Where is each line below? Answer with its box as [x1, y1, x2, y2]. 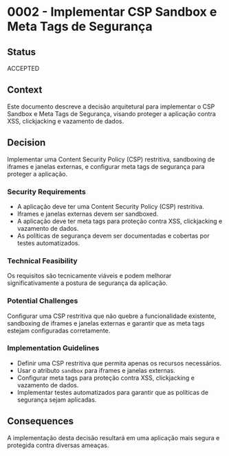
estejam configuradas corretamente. [7, 326, 111, 334]
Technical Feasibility [7, 255, 78, 265]
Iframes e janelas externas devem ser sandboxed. [17, 209, 159, 218]
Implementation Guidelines [7, 343, 100, 353]
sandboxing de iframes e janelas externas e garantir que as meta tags [7, 319, 205, 327]
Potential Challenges [7, 296, 78, 306]
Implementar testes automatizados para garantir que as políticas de [17, 388, 208, 396]
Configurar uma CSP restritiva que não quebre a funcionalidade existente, [7, 312, 217, 320]
